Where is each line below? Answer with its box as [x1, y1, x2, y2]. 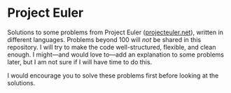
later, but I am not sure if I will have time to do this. [7, 57, 153, 66]
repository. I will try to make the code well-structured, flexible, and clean [7, 43, 216, 51]
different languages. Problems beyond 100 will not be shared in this [7, 35, 202, 43]
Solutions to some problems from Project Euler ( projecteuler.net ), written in [7, 28, 224, 36]
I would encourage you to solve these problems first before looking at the [7, 71, 219, 80]
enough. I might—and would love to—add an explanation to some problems [7, 50, 224, 59]
